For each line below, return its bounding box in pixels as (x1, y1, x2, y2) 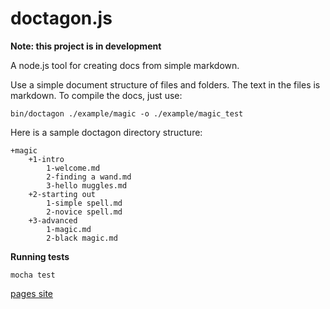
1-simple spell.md (46, 198, 123, 208)
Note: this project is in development (10, 40, 162, 52)
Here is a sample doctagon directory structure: (10, 126, 203, 138)
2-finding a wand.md (46, 172, 132, 182)
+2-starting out (28, 189, 97, 199)
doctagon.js (10, 7, 113, 30)
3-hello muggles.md (46, 180, 128, 191)
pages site (10, 287, 54, 299)
